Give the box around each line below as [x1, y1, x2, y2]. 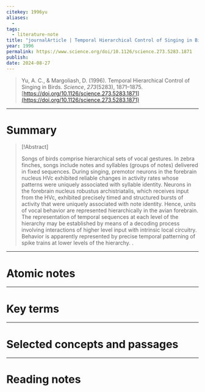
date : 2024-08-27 [6, 60, 51, 66]
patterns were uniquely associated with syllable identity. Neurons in [21, 181, 192, 188]
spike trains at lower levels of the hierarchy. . [21, 239, 134, 247]
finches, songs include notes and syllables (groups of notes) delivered [21, 162, 198, 169]
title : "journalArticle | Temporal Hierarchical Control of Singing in [6, 37, 192, 43]
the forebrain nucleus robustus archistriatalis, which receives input [21, 187, 189, 195]
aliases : [6, 15, 29, 21]
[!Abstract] [21, 143, 49, 151]
